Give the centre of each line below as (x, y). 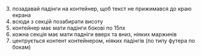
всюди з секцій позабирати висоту (58, 21)
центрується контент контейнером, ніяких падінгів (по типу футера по (104, 41)
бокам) (21, 47)
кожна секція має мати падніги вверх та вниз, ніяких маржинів (94, 34)
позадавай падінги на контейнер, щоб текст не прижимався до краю (102, 9)
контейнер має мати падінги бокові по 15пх (69, 28)
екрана (22, 15)
